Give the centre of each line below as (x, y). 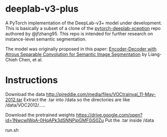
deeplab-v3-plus (42, 9)
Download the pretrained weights (40, 115)
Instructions (32, 80)
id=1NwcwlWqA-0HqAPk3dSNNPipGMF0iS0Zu (55, 120)
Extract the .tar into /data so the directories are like (77, 99)
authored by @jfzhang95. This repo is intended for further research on (79, 33)
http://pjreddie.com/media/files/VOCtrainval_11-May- (101, 94)
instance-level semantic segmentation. (46, 39)
